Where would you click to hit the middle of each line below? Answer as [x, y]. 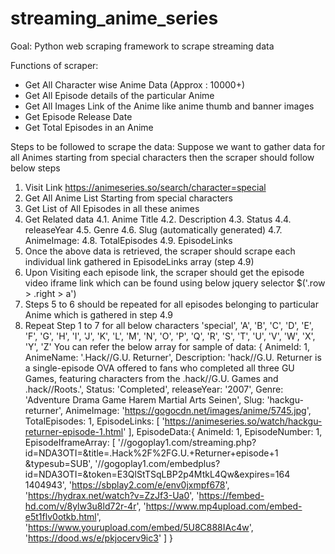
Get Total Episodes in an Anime [89, 127]
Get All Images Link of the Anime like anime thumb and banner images [169, 106]
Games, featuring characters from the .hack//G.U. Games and [151, 378]
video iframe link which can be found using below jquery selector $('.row [175, 283]
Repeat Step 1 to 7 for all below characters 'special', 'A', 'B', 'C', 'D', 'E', [169, 325]
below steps [35, 168]
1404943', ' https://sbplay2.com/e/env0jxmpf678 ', [127, 484]
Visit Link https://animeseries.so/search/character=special [145, 187]
